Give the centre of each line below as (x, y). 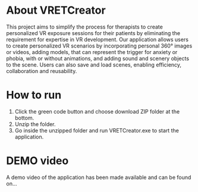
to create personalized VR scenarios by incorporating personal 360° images (99, 46)
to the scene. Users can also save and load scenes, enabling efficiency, (94, 64)
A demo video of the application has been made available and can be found (99, 177)
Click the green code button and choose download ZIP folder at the (97, 111)
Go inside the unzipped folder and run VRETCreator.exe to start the (97, 130)
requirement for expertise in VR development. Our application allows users (98, 39)
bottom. (24, 118)
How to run (34, 95)
